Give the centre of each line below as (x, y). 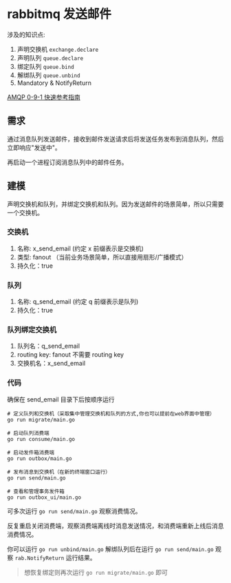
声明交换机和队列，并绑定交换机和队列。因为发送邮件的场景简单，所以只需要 (115, 204)
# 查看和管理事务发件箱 (36, 491)
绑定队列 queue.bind (45, 66)
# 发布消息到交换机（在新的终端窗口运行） (59, 472)
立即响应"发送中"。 (34, 147)
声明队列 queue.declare (50, 58)
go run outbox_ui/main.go (44, 497)
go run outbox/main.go (40, 458)
